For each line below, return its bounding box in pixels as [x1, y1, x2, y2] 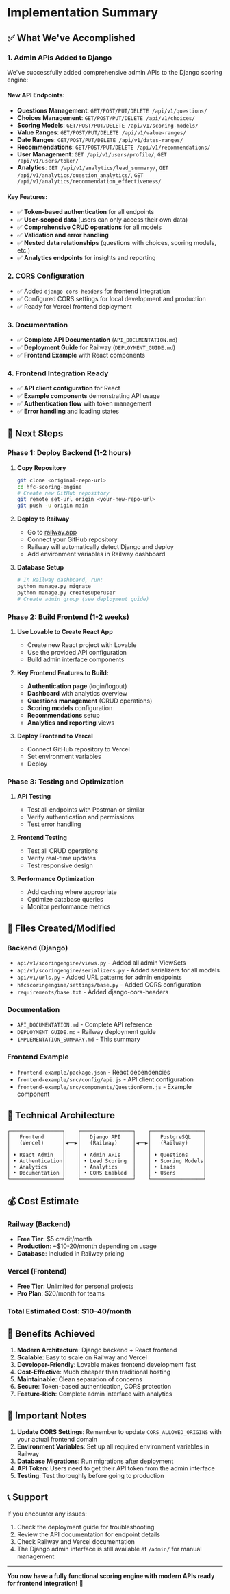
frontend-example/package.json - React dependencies [16, 1068, 170, 1076]
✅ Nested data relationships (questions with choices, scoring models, [16, 239, 217, 247]
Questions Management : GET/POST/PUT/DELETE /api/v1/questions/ [16, 106, 207, 115]
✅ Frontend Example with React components [16, 351, 146, 359]
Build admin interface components [27, 655, 125, 664]
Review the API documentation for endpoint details [16, 1530, 161, 1538]
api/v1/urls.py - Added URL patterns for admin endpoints [16, 973, 183, 982]
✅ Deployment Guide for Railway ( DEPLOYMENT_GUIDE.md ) [16, 343, 176, 351]
